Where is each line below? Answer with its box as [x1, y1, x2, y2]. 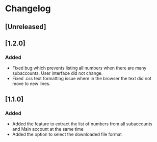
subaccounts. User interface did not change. [12, 70, 103, 76]
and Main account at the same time [12, 126, 84, 132]
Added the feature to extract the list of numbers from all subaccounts [12, 121, 153, 127]
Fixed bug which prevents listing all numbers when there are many [12, 65, 147, 71]
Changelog [5, 3, 51, 14]
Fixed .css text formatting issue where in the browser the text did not [12, 76, 152, 82]
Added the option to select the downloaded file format [12, 131, 122, 137]
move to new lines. [12, 81, 51, 86]
